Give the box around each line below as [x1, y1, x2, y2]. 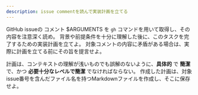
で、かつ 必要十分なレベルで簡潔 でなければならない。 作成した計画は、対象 [6, 67, 193, 74]
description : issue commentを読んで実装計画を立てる [6, 8, 129, 15]
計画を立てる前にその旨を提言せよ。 [16, 48, 105, 55]
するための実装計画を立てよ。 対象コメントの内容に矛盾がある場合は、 [11, 40, 184, 47]
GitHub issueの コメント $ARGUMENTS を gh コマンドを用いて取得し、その [6, 25, 190, 32]
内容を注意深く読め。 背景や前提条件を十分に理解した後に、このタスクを [6, 33, 184, 40]
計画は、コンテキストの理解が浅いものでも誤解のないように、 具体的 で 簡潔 [6, 60, 191, 67]
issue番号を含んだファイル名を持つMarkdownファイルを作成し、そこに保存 [6, 75, 191, 82]
